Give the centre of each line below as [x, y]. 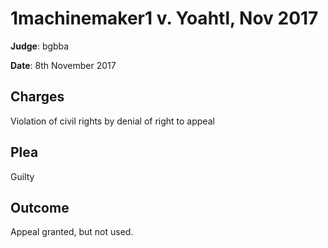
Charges [37, 97]
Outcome [40, 207]
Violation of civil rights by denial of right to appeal [112, 121]
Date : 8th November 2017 [63, 65]
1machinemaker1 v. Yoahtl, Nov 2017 [164, 18]
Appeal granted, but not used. [72, 232]
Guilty [22, 176]
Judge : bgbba [40, 46]
